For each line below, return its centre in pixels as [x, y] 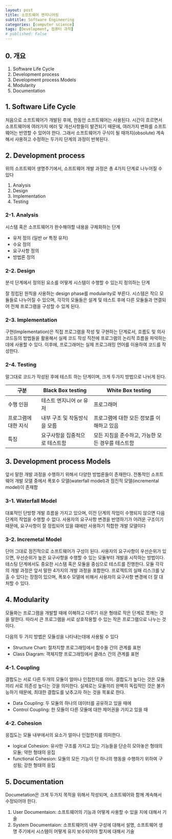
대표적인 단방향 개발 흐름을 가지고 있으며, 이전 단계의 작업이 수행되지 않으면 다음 [85, 513]
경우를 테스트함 [117, 443]
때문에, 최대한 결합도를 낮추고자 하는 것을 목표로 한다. [72, 692]
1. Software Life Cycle [40, 107]
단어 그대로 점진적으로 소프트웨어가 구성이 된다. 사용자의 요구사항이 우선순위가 [83, 551]
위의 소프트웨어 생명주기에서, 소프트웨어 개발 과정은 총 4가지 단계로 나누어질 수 [84, 169]
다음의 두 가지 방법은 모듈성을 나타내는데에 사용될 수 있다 [62, 636]
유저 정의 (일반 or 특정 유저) [40, 238]
